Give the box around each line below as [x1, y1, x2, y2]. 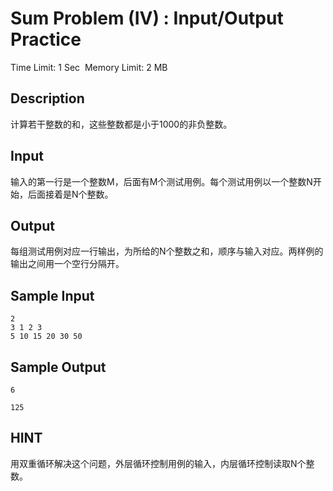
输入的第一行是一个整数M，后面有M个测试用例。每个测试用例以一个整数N [10, 175, 313, 187]
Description [10, 90, 85, 107]
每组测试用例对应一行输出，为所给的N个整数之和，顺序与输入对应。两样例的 [10, 245, 324, 257]
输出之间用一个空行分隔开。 [10, 258, 125, 270]
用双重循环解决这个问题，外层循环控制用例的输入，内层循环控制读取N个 [10, 457, 307, 469]
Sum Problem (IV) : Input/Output [10, 7, 284, 30]
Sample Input [10, 287, 95, 304]
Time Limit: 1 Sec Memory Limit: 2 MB [10, 61, 168, 73]
